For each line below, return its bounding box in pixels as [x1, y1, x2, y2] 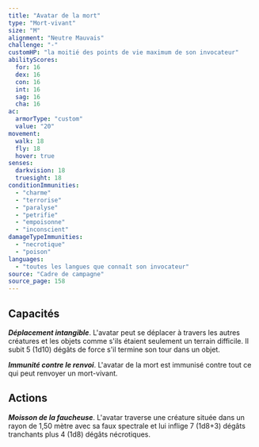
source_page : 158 [8, 277, 66, 286]
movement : [8, 129, 41, 137]
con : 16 [15, 78, 41, 86]
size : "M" [8, 26, 41, 34]
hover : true [15, 152, 55, 160]
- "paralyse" [15, 203, 59, 211]
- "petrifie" [15, 211, 59, 219]
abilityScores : [8, 56, 59, 64]
